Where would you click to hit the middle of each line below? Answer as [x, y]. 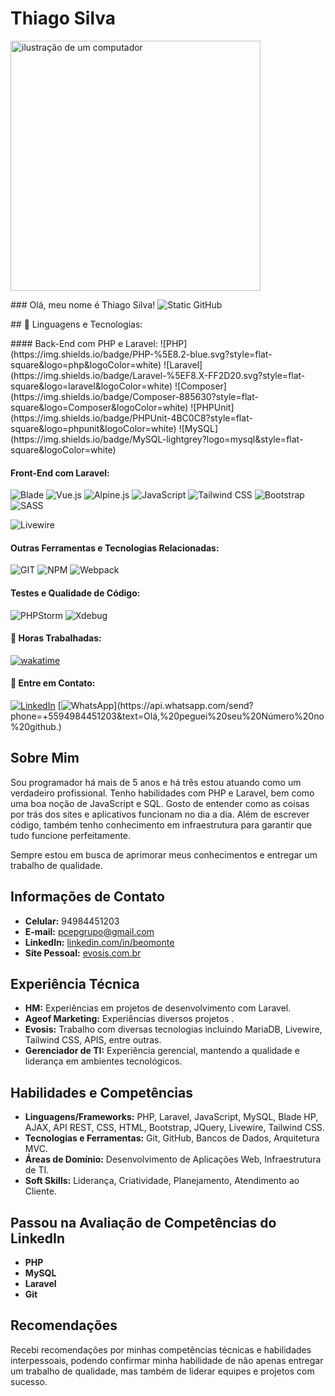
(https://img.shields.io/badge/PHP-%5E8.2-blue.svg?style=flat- [141, 354]
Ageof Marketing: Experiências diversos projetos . [129, 1019]
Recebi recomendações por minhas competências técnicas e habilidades [161, 1349]
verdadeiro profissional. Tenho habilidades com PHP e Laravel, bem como [162, 793]
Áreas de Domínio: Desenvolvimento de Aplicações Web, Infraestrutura [173, 1159]
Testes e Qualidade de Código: [75, 593]
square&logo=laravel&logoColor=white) [91, 386]
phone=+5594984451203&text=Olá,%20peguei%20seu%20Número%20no [167, 716]
